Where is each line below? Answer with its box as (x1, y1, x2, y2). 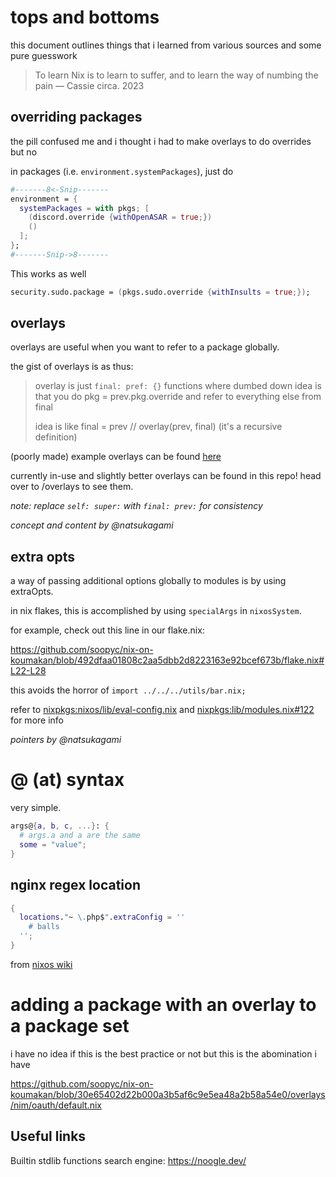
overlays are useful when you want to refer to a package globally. (10, 341, 280, 353)
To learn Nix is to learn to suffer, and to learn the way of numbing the (34, 69, 319, 81)
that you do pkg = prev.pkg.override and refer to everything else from (34, 391, 322, 403)
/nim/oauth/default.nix (10, 1099, 102, 1111)
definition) (34, 431, 78, 443)
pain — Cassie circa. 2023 (34, 79, 145, 91)
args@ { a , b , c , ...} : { (10, 821, 110, 831)
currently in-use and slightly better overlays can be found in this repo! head (10, 470, 322, 482)
